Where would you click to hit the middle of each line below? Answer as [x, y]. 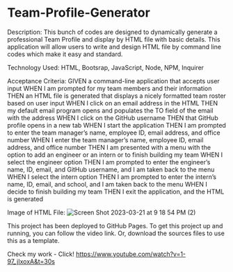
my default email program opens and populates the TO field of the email [110, 110]
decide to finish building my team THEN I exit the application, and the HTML [116, 192]
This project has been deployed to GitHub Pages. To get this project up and [115, 226]
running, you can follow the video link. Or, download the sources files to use [116, 233]
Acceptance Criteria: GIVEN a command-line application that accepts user [114, 80]
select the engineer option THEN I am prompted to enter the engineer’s [109, 162]
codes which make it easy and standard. [65, 54]
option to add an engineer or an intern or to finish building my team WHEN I [115, 155]
